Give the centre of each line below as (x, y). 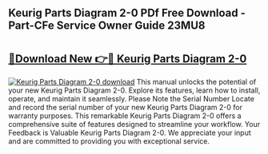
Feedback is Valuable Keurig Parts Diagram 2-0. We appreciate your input (130, 132)
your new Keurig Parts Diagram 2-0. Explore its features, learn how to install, (134, 90)
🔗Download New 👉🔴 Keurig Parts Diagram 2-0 (128, 59)
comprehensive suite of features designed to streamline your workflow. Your (134, 124)
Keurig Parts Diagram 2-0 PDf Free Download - (127, 13)
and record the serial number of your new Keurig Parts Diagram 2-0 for (125, 107)
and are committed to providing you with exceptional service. (109, 141)
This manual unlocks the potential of (196, 82)
